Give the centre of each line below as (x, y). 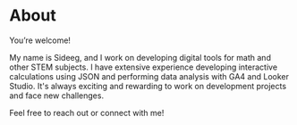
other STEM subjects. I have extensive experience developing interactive (144, 67)
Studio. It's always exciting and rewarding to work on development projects (148, 86)
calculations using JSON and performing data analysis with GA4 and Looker (149, 76)
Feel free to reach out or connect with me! (87, 112)
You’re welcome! (40, 40)
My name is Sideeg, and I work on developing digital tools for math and (140, 57)
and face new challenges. (57, 96)
